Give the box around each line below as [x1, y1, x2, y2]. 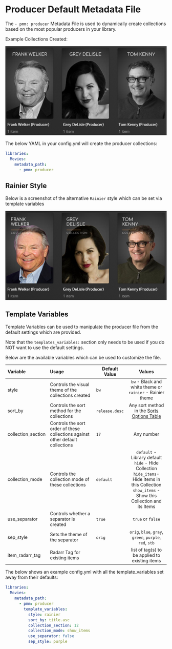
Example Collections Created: [5, 36, 68, 42]
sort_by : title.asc [28, 617, 70, 622]
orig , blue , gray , [130, 529, 164, 535]
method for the [50, 408, 81, 414]
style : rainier [28, 612, 60, 617]
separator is [50, 516, 75, 522]
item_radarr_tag [7, 552, 41, 558]
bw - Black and [131, 378, 162, 385]
